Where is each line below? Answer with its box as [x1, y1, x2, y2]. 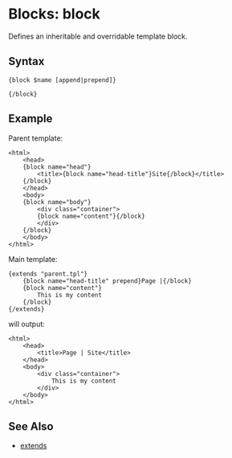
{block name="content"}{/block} [37, 212, 146, 220]
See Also [8, 419, 54, 433]
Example [8, 112, 53, 125]
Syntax [8, 55, 45, 68]
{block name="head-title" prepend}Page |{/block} [22, 276, 193, 285]
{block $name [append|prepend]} [8, 76, 116, 84]
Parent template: [8, 133, 63, 143]
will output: [8, 319, 46, 329]
